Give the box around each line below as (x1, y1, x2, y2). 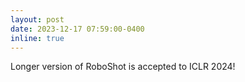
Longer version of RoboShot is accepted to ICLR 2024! (10, 61, 236, 73)
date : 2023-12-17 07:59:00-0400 (10, 24, 145, 34)
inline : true (10, 33, 65, 43)
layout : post (10, 14, 65, 25)
